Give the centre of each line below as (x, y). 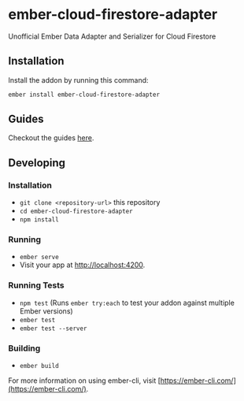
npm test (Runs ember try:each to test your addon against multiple (127, 303)
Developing (37, 163)
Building (24, 348)
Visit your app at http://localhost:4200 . (82, 265)
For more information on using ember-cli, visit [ (85, 381)
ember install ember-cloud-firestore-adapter (84, 95)
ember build (39, 366)
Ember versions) (46, 311)
